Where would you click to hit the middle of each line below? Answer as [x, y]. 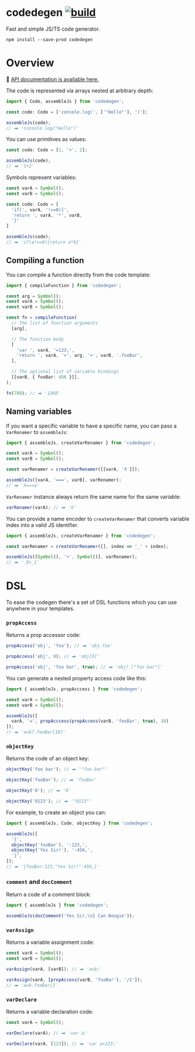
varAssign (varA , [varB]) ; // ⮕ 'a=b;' [54, 969]
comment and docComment [39, 881]
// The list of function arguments [55, 323]
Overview [30, 63]
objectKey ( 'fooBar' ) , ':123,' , [49, 845]
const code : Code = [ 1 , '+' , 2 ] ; [47, 150]
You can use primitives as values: [46, 139]
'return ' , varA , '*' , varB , [47, 215]
